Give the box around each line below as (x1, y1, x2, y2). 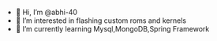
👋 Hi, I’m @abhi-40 (15, 8, 77, 17)
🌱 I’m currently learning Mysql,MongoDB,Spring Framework (15, 24, 210, 33)
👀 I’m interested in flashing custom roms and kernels (15, 16, 187, 25)
